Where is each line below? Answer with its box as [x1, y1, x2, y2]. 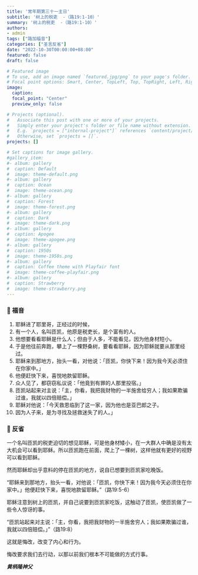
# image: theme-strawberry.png [6, 286, 86, 292]
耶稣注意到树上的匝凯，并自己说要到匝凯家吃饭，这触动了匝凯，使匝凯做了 [6, 499, 187, 506]
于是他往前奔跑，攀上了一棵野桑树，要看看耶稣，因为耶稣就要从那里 [15, 343, 180, 350]
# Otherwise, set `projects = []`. [6, 133, 99, 140]
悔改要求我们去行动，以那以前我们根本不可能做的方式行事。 [6, 551, 151, 558]
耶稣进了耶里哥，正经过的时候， [15, 320, 93, 327]
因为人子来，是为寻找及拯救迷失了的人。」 [15, 408, 116, 415]
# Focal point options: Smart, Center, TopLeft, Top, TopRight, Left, [6, 79, 183, 85]
